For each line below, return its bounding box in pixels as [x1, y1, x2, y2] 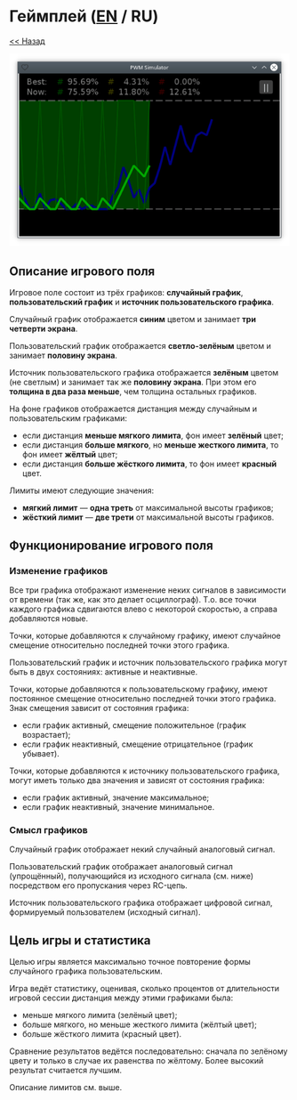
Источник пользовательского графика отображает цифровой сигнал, [9, 897, 273, 909]
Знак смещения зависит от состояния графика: [9, 702, 189, 713]
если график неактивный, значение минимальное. [21, 801, 215, 812]
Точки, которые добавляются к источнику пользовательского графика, [9, 765, 280, 776]
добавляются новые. [9, 612, 89, 624]
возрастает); [21, 729, 71, 740]
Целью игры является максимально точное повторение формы [9, 957, 251, 967]
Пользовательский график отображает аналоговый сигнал [9, 861, 234, 872]
